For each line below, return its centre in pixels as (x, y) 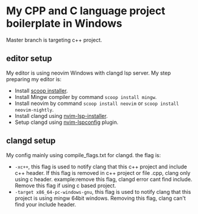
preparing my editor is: (34, 79)
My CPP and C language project (86, 11)
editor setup (29, 58)
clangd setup (31, 141)
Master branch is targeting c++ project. (54, 40)
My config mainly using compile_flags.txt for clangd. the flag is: (84, 155)
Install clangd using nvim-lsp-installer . (61, 116)
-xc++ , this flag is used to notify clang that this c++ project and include (101, 167)
